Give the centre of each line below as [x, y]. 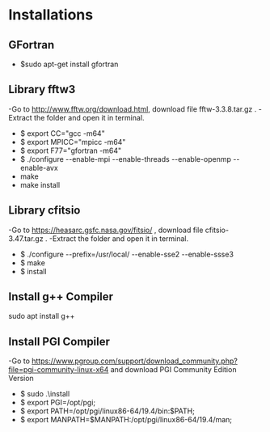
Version [21, 379]
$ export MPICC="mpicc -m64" [73, 142]
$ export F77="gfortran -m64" [71, 150]
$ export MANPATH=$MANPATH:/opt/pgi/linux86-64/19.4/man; [126, 420]
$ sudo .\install [45, 394]
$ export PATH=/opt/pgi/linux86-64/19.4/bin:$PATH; [108, 411]
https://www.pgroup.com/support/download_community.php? [135, 361]
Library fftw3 [42, 89]
